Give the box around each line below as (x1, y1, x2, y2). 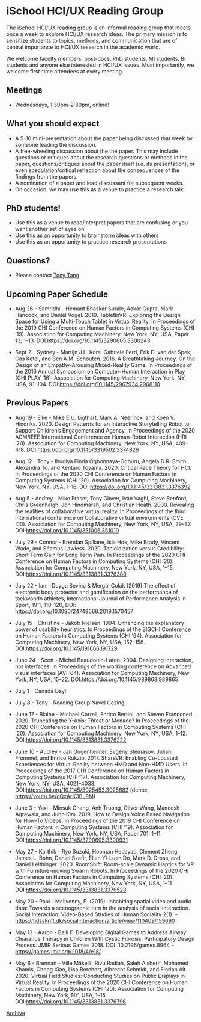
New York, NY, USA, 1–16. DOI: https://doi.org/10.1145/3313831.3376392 (14, 483, 191, 490)
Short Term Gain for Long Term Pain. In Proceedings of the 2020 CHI (14, 551, 186, 558)
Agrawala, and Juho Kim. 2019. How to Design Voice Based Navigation (14, 810, 190, 817)
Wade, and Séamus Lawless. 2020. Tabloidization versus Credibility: (14, 544, 184, 552)
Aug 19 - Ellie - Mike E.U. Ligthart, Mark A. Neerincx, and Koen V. (14, 414, 175, 421)
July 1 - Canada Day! (14, 687, 67, 694)
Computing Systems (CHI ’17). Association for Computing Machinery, (14, 773, 186, 780)
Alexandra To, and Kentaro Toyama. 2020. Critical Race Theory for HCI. (14, 464, 192, 471)
